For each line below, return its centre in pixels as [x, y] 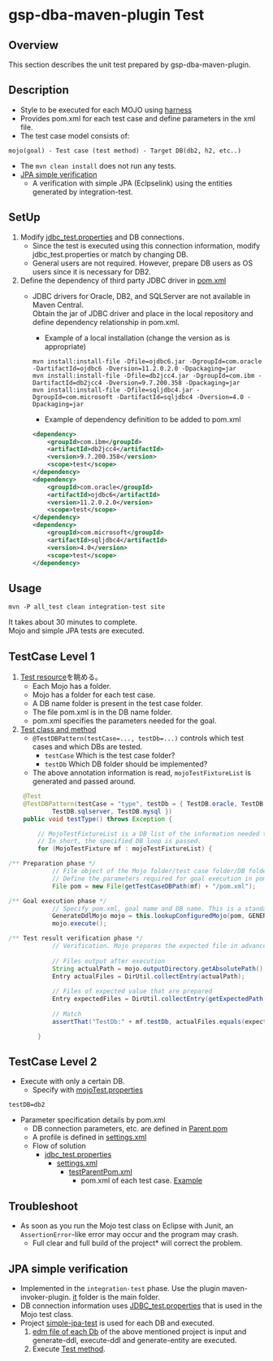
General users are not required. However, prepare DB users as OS [143, 263]
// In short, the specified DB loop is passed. [119, 841]
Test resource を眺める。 [61, 677]
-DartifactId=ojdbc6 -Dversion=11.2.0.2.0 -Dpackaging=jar [134, 368]
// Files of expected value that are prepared [132, 991]
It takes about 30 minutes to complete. [73, 622]
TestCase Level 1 [52, 656]
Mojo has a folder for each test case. [94, 695]
